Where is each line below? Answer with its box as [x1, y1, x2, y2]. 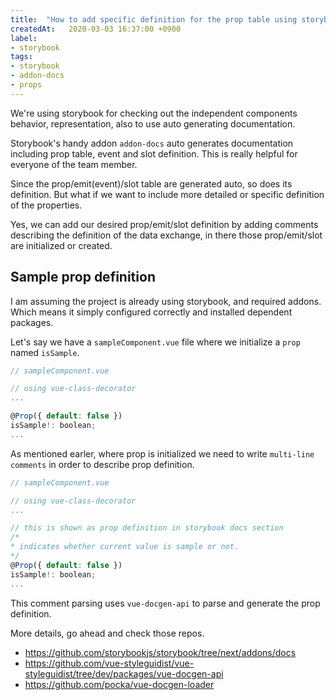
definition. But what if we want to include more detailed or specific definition [10, 188, 325, 200]
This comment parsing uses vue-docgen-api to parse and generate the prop [10, 597, 321, 609]
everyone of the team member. [10, 158, 138, 170]
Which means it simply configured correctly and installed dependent [10, 306, 293, 318]
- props [10, 80, 43, 90]
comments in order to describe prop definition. [10, 458, 195, 470]
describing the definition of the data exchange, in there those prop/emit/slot [10, 229, 323, 241]
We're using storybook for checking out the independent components [10, 107, 298, 119]
